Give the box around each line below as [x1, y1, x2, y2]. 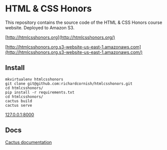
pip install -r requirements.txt [5, 90, 75, 95]
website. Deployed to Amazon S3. [5, 24, 75, 30]
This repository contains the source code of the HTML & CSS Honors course [5, 19, 163, 25]
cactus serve [5, 103, 32, 108]
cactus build [5, 98, 32, 103]
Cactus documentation [5, 139, 52, 145]
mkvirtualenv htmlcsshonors [5, 76, 64, 82]
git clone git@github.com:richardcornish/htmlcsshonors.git [5, 81, 133, 86]
